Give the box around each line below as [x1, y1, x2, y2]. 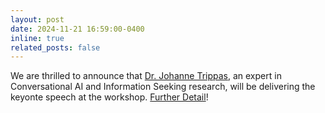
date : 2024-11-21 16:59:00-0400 [10, 24, 145, 34]
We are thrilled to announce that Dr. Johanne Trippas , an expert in [10, 70, 282, 82]
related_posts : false [10, 42, 101, 53]
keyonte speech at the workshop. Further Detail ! [10, 91, 209, 103]
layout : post [10, 14, 65, 25]
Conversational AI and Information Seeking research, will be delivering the [10, 81, 316, 93]
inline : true [10, 33, 65, 43]
